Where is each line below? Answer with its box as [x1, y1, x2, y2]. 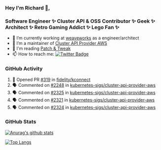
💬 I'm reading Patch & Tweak [12, 45, 71, 51]
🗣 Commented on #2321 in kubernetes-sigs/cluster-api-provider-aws [12, 97, 155, 103]
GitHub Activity [5, 65, 43, 72]
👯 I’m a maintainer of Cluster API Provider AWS [12, 40, 107, 46]
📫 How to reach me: [12, 51, 55, 57]
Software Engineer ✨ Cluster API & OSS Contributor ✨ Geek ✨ [5, 17, 155, 24]
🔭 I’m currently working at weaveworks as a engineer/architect [12, 35, 139, 41]
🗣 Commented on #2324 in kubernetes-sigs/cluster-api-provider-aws [12, 104, 156, 110]
